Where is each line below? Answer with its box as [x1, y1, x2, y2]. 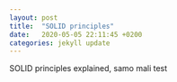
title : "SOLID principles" [9, 22, 115, 31]
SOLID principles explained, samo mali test [9, 63, 168, 74]
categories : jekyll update [9, 38, 111, 48]
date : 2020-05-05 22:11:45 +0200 [9, 30, 143, 39]
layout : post [9, 13, 58, 23]
